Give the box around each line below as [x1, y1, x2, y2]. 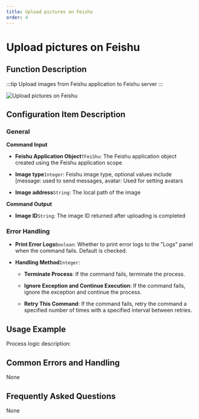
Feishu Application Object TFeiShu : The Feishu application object [14, 153, 177, 160]
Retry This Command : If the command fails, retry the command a [24, 300, 187, 308]
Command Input [6, 141, 48, 148]
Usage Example [6, 324, 66, 334]
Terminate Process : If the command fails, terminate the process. [24, 270, 186, 278]
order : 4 [6, 14, 28, 20]
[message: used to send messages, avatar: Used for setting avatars [14, 177, 183, 184]
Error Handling [6, 227, 50, 235]
